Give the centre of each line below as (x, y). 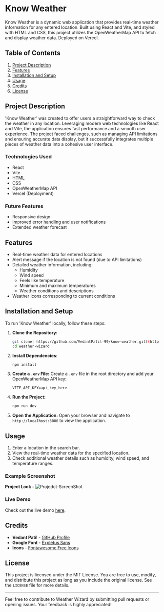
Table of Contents (33, 53)
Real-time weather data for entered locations (57, 254)
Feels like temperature (42, 280)
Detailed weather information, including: (52, 264)
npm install (24, 365)
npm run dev (24, 406)
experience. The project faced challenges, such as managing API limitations (81, 134)
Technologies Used (29, 157)
